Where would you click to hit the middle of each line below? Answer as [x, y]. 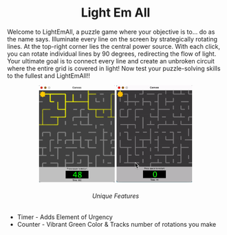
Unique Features [116, 196]
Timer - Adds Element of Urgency [65, 217]
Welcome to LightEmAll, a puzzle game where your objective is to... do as [111, 32]
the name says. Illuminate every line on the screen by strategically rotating [112, 39]
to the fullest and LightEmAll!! [49, 75]
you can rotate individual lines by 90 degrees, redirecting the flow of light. [112, 54]
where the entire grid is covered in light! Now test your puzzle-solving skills [114, 68]
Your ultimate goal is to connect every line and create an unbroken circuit [111, 61]
